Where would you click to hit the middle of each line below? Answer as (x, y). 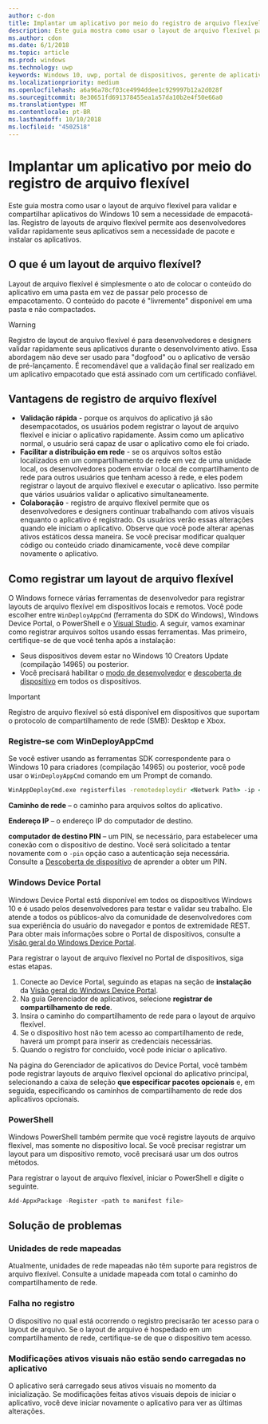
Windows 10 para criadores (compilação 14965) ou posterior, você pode (127, 767)
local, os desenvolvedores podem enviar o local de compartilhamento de (139, 469)
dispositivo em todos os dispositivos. (81, 681)
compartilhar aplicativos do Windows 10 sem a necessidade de (112, 214)
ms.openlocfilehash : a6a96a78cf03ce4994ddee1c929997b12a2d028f (116, 90)
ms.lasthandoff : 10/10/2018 (55, 120)
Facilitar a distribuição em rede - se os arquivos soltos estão (120, 452)
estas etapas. (31, 966)
